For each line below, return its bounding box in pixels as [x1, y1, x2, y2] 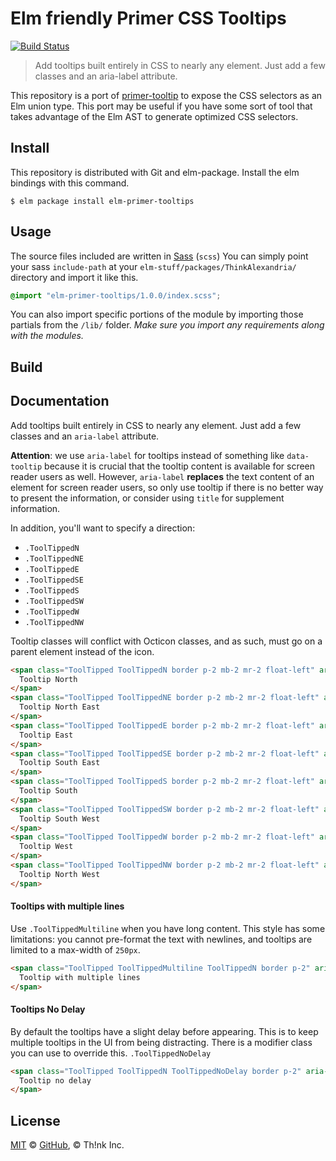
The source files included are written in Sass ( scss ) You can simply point [10, 250, 309, 262]
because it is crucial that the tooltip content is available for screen [44, 460, 316, 472]
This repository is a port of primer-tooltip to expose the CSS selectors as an [10, 89, 323, 101]
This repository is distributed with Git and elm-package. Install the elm [10, 166, 300, 178]
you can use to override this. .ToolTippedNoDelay [10, 1047, 212, 1059]
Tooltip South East [19, 758, 101, 768]
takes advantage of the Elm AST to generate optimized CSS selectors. [10, 110, 299, 122]
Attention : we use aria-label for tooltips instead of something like [10, 449, 285, 461]
